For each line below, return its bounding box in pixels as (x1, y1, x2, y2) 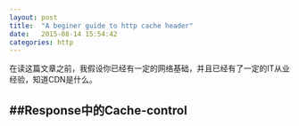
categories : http (9, 37, 74, 47)
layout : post (9, 12, 58, 22)
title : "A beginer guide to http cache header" (9, 21, 194, 30)
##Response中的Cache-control (9, 103, 187, 118)
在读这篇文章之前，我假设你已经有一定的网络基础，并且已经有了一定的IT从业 (9, 63, 290, 74)
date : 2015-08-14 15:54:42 (9, 29, 118, 38)
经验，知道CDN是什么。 (9, 75, 97, 85)
